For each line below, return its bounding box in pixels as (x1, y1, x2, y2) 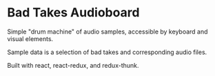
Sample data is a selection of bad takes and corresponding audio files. (7, 48, 207, 56)
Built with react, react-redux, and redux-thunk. (7, 61, 139, 69)
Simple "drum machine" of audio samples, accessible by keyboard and (7, 27, 208, 36)
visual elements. (7, 34, 54, 42)
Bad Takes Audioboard (7, 5, 140, 21)
